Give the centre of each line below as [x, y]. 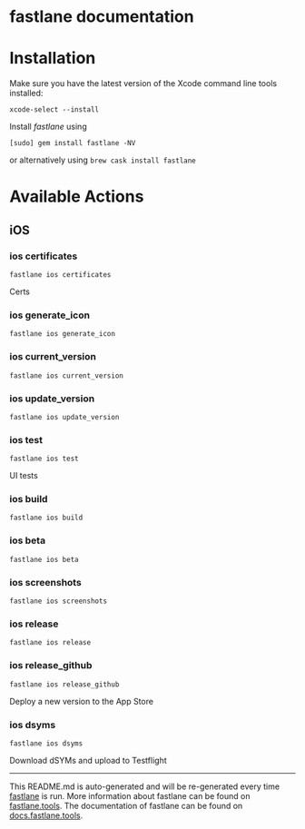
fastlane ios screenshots [58, 601]
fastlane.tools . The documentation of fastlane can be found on [126, 805]
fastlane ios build [46, 518]
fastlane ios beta [44, 559]
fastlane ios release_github [64, 684]
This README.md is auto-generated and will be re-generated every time [144, 786]
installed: [26, 94]
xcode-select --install [54, 110]
